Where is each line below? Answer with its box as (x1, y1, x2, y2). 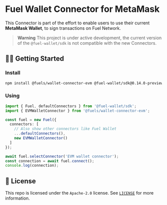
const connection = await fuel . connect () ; (5, 158, 94, 163)
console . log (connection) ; (5, 163, 59, 168)
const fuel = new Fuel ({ (5, 117, 57, 122)
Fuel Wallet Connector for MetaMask (5, 3, 160, 15)
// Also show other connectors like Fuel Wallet (14, 127, 117, 132)
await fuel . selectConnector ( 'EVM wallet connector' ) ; (5, 154, 119, 159)
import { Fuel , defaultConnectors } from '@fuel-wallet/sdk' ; (5, 103, 137, 109)
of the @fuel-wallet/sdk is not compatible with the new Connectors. (17, 40, 157, 46)
